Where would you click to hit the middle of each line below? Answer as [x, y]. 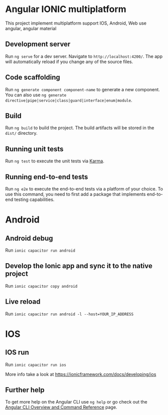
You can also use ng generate [36, 95]
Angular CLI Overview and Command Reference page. [61, 407]
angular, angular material [31, 28]
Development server [38, 44]
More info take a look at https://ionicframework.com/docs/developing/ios [81, 374]
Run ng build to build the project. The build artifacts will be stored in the [80, 128]
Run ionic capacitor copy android [41, 286]
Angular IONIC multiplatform [66, 9]
